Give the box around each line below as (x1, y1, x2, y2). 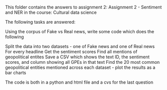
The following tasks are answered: (5, 19, 76, 25)
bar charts (5, 70, 26, 76)
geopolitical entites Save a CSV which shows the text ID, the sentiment (5, 54, 150, 60)
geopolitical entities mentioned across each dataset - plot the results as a (5, 64, 156, 70)
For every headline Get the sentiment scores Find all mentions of (5, 49, 138, 54)
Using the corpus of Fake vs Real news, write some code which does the (5, 29, 155, 34)
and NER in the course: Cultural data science (5, 9, 97, 15)
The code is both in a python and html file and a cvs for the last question (5, 79, 154, 85)
